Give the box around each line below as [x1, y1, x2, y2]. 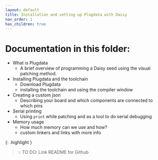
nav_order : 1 [5, 17, 33, 22]
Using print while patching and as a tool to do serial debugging [20, 114, 152, 120]
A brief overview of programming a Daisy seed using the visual [20, 65, 151, 71]
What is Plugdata [12, 60, 48, 66]
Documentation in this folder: [5, 43, 130, 55]
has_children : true [5, 21, 46, 27]
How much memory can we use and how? [20, 124, 107, 130]
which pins [20, 103, 43, 109]
